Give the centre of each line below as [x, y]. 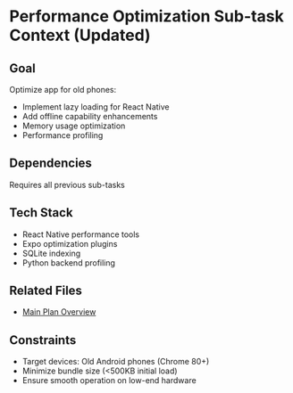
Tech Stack [41, 213]
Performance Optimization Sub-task [146, 16]
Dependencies [50, 164]
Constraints [43, 340]
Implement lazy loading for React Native [96, 107]
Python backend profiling [69, 262]
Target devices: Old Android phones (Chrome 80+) [116, 362]
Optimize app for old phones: [63, 90]
